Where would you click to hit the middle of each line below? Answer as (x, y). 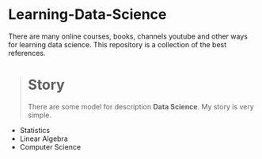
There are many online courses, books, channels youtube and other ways (128, 36)
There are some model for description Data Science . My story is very (141, 106)
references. (27, 53)
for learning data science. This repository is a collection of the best (118, 44)
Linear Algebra (44, 139)
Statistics (35, 130)
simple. (39, 115)
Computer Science (50, 146)
